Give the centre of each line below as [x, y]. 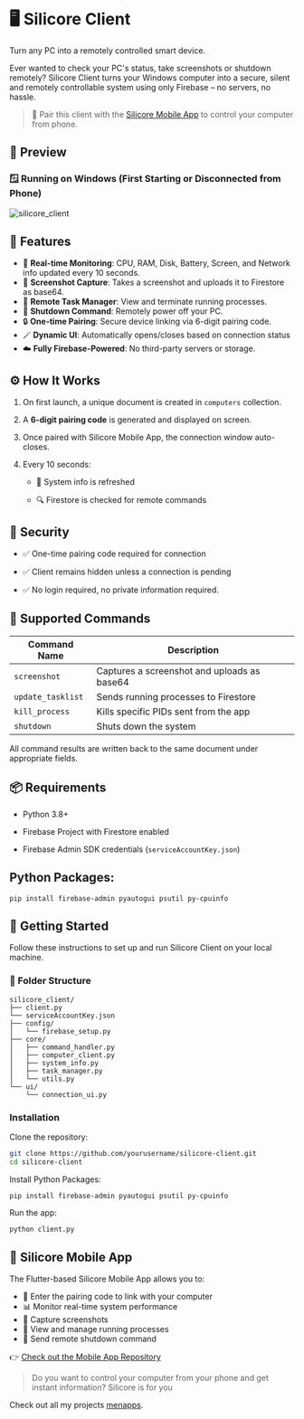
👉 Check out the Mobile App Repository [85, 1357]
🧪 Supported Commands [80, 619]
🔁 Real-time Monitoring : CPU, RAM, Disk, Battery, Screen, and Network [157, 263]
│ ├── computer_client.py [62, 1055]
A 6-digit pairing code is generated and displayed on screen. [137, 420]
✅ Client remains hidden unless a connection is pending [127, 572]
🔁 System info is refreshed [85, 482]
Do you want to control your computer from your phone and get [150, 1378]
